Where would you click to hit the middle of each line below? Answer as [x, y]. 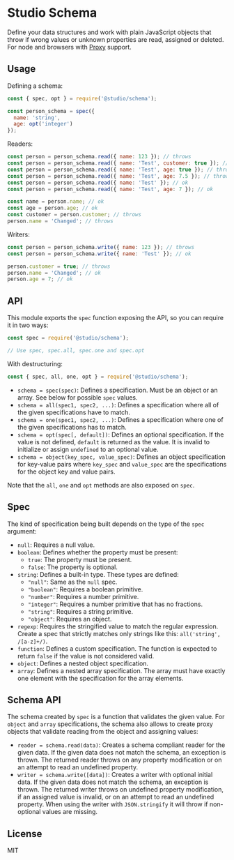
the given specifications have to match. [74, 412]
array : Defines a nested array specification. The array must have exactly [121, 670]
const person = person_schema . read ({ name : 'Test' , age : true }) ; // [110, 169]
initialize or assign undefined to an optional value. [88, 449]
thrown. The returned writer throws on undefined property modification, [120, 790]
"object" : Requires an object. [70, 619]
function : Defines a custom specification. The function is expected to [117, 648]
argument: [22, 531]
